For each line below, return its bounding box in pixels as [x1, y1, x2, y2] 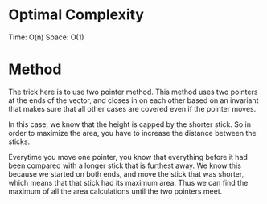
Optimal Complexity [8, 6, 145, 24]
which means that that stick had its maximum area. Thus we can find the [8, 177, 249, 187]
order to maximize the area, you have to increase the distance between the [8, 128, 257, 137]
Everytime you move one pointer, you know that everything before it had [8, 152, 248, 161]
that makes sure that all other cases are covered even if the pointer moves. [8, 104, 257, 113]
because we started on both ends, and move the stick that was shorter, [8, 169, 244, 178]
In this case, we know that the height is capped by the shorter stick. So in [8, 119, 252, 129]
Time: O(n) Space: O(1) [8, 32, 84, 42]
